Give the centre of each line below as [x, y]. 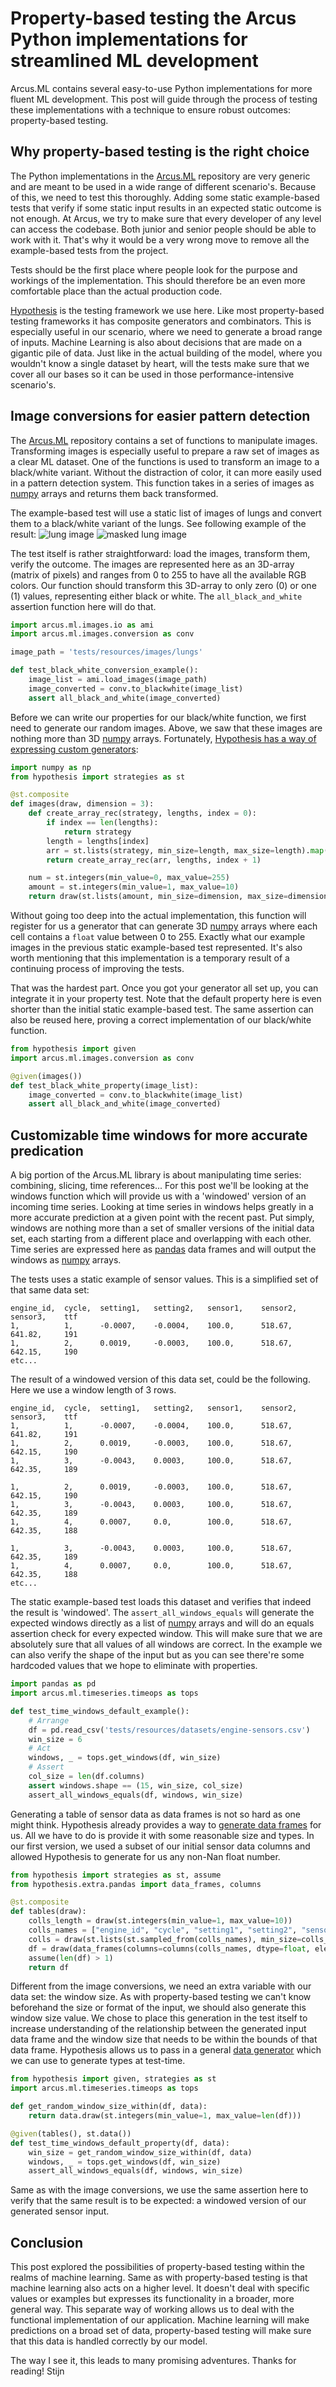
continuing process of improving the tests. [97, 969]
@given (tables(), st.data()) [71, 2133]
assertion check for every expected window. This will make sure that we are [166, 1634]
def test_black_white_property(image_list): [104, 1085]
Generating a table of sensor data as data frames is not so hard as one [155, 1814]
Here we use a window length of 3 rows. [93, 1390]
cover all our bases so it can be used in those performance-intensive [152, 374]
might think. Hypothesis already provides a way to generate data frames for [166, 1824]
